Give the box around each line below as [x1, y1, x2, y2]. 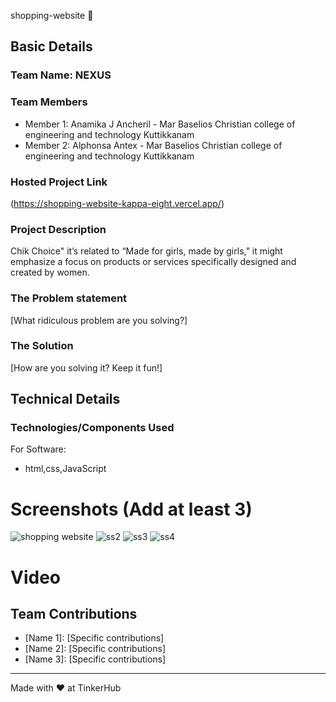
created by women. [10, 266, 90, 279]
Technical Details [10, 391, 121, 408]
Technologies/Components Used [10, 421, 175, 435]
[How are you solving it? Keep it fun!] [10, 361, 163, 374]
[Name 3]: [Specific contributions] [24, 653, 167, 665]
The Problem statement [10, 291, 128, 305]
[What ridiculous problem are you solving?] [10, 314, 188, 326]
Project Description [10, 222, 107, 236]
